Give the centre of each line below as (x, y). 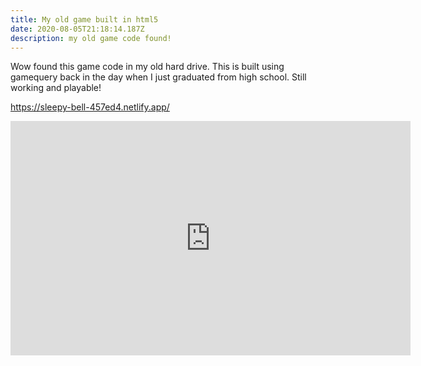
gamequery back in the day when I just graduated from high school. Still (158, 77)
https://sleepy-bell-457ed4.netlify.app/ (90, 107)
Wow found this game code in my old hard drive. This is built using (147, 67)
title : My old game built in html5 (84, 19)
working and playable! (56, 88)
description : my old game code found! (91, 38)
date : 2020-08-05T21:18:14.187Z (77, 29)
